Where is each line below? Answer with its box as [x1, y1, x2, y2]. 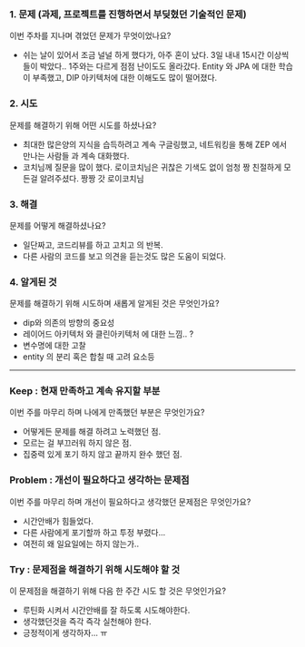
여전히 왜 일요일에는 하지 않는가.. [22, 538, 139, 549]
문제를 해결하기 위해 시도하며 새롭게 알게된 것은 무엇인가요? [9, 298, 220, 309]
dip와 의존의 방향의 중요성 [22, 318, 115, 328]
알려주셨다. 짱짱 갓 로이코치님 [39, 172, 144, 183]
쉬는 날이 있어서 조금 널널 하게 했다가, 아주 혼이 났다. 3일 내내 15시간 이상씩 [22, 50, 290, 61]
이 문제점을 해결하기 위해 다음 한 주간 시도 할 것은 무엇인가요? [9, 585, 227, 596]
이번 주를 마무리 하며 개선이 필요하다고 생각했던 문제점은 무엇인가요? [9, 496, 251, 507]
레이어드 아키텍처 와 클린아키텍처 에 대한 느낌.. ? [22, 328, 194, 339]
